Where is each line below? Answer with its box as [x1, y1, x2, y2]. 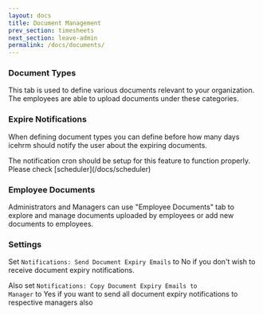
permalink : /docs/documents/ [8, 41, 105, 49]
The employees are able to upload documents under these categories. [8, 94, 239, 103]
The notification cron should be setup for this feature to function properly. [8, 156, 251, 165]
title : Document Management [8, 19, 102, 27]
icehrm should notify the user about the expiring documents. [8, 140, 207, 150]
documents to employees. [8, 220, 94, 229]
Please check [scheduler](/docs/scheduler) [8, 164, 151, 173]
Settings [8, 239, 42, 250]
